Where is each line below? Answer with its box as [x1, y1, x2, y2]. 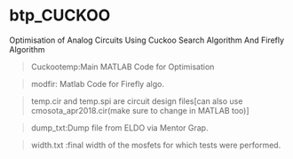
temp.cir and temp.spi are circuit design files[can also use [30, 95, 243, 107]
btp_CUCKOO [9, 5, 111, 26]
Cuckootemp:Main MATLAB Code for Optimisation [30, 61, 215, 72]
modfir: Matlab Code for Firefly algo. [30, 78, 164, 89]
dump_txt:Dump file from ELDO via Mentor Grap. [30, 122, 209, 133]
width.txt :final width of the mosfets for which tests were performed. [30, 139, 281, 150]
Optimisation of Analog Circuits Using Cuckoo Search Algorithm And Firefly [9, 35, 285, 45]
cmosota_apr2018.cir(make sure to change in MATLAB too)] [30, 105, 250, 115]
